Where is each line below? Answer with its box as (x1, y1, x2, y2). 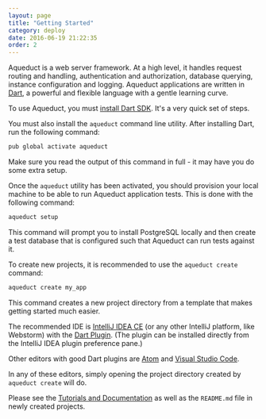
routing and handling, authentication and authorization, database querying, (8, 71, 253, 81)
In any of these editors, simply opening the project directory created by (8, 369, 241, 379)
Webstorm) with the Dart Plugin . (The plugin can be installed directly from (8, 330, 249, 340)
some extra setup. (8, 166, 67, 175)
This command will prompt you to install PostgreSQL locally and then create (8, 227, 256, 236)
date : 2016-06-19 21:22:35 (8, 33, 98, 42)
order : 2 (8, 41, 37, 49)
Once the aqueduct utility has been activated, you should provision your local (8, 181, 259, 190)
